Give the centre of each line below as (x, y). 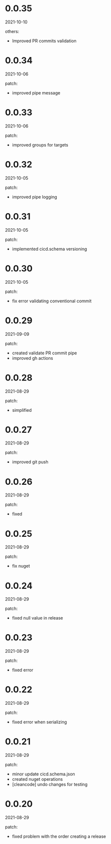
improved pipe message (36, 92)
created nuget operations (37, 779)
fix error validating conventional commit (52, 301)
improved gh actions (32, 358)
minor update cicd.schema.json (43, 774)
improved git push (30, 462)
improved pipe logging (34, 197)
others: (12, 31)
